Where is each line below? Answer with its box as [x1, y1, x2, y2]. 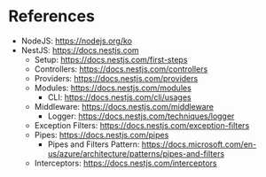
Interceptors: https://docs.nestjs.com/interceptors [34, 158, 217, 168]
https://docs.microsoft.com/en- [141, 139, 257, 150]
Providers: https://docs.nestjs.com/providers [34, 73, 199, 83]
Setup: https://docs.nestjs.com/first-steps [34, 54, 188, 65]
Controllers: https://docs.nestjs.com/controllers [34, 64, 208, 74]
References [8, 6, 95, 27]
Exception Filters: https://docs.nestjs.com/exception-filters [34, 119, 250, 130]
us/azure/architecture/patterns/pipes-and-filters [47, 148, 225, 158]
